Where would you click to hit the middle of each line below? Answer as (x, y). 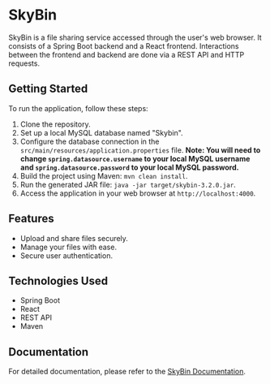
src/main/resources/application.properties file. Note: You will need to (140, 150)
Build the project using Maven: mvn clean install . (104, 175)
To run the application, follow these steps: (78, 108)
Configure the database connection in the (90, 141)
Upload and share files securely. (74, 238)
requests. (24, 63)
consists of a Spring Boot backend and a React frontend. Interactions (124, 45)
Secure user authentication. (66, 255)
